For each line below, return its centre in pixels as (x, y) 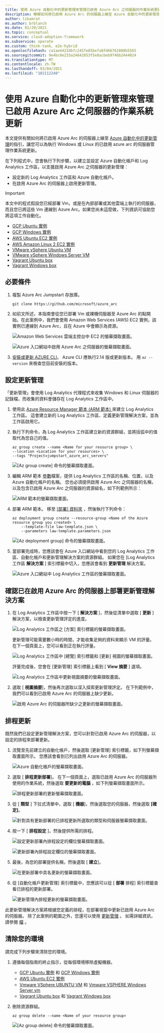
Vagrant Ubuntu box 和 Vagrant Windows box (65, 996)
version (20, 364)
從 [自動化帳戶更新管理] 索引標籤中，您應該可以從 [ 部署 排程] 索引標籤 (83, 883)
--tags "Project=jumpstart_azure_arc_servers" (60, 456)
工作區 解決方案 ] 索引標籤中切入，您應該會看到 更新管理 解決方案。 (80, 563)
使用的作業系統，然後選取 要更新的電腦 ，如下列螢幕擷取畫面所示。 (80, 783)
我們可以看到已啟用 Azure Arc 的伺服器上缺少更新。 (64, 694)
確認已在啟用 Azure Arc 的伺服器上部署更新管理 (77, 591)
